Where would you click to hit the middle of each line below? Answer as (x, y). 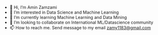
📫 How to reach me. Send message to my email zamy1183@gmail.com (80, 28)
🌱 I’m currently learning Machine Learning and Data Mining (68, 17)
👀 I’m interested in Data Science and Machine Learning (64, 12)
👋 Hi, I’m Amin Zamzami (33, 7)
